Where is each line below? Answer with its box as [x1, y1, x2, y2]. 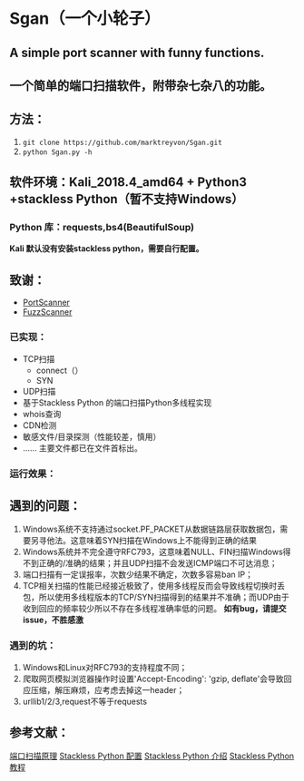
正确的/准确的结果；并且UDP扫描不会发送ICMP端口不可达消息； [38, 558, 278, 569]
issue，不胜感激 [22, 614, 84, 626]
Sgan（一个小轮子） [9, 8, 161, 29]
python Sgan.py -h [22, 147, 93, 157]
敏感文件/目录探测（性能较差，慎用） [22, 431, 162, 442]
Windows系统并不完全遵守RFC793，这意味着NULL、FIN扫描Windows [22, 546, 283, 558]
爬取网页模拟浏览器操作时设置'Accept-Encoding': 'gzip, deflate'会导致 [22, 673, 284, 684]
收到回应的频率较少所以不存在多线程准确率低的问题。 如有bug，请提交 [22, 603, 288, 614]
